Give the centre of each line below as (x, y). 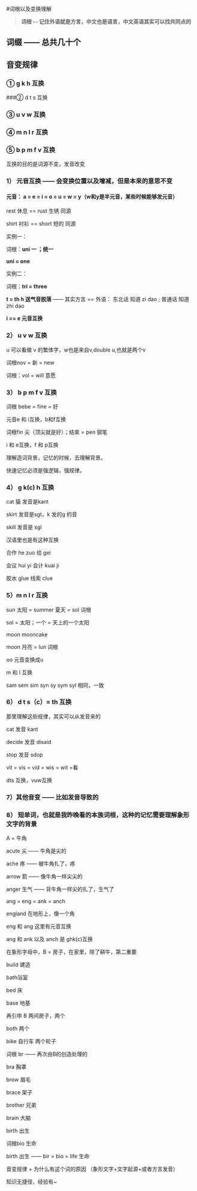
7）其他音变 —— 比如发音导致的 (52, 797)
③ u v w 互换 (26, 114)
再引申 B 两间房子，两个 (36, 1016)
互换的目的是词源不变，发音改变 (46, 164)
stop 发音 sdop (25, 754)
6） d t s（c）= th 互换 (39, 702)
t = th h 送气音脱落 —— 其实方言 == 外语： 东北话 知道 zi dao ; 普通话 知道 (98, 299)
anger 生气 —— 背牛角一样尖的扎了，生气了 (60, 889)
